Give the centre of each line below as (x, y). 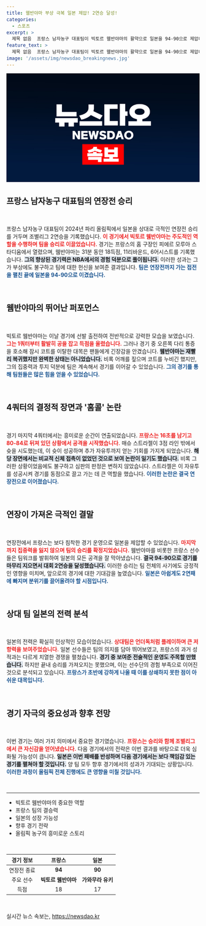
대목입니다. (31, 680)
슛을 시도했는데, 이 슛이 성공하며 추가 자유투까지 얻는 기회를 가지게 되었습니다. (100, 450)
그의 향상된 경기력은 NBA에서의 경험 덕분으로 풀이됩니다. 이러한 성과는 (108, 260)
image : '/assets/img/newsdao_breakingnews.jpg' (68, 58)
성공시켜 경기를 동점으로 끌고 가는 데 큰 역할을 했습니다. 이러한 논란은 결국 (101, 474)
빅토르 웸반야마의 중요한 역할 (50, 802)
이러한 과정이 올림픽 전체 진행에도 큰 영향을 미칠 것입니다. (74, 772)
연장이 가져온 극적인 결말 (50, 515)
